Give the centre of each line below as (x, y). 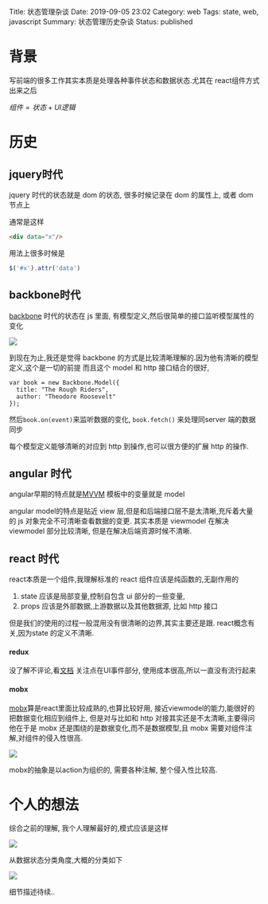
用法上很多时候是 (37, 252)
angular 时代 (41, 474)
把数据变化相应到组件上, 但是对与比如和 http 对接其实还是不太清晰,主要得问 (132, 718)
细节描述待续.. (32, 892)
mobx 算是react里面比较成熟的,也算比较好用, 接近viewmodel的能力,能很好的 (132, 708)
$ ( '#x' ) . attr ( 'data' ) (45, 268)
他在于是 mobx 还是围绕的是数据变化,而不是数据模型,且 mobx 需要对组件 (127, 728)
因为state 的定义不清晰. (56, 633)
